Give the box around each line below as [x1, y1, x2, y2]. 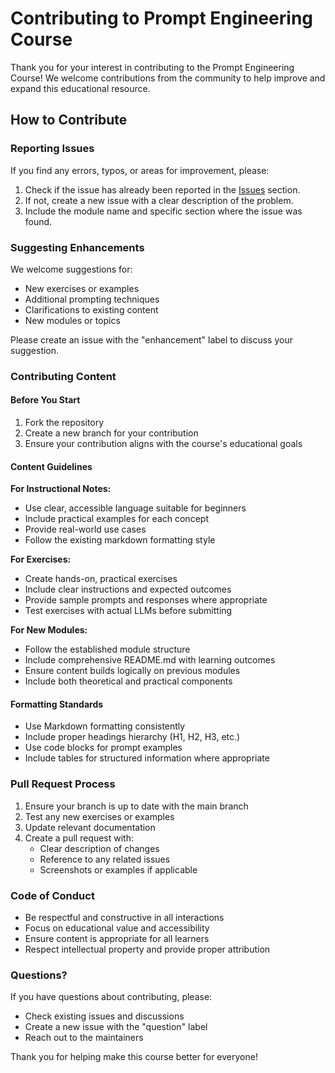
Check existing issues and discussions [24, 1010, 185, 1022]
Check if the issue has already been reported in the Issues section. [24, 183, 301, 196]
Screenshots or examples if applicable [39, 863, 198, 876]
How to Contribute [10, 112, 128, 129]
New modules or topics [24, 314, 121, 326]
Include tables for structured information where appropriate [24, 752, 270, 764]
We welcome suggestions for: [10, 263, 133, 275]
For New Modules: [10, 624, 88, 636]
